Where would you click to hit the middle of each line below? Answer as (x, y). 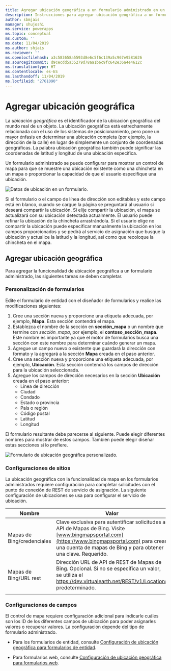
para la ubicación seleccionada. (46, 370)
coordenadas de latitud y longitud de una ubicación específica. (71, 153)
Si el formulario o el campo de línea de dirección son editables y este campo (85, 199)
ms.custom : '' (20, 39)
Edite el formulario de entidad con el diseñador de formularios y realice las (83, 300)
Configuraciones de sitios (38, 468)
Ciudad (28, 391)
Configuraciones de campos (41, 605)
